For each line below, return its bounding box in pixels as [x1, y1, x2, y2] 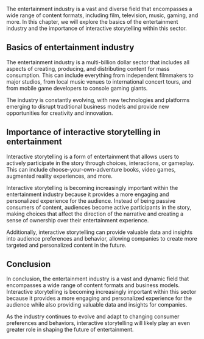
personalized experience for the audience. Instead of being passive [6, 197, 175, 204]
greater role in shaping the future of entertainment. [6, 326, 134, 334]
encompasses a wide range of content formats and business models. [6, 282, 180, 289]
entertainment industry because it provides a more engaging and [6, 191, 169, 198]
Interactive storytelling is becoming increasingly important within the [6, 184, 178, 191]
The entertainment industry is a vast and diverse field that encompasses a [6, 5, 192, 12]
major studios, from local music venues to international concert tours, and [6, 78, 192, 85]
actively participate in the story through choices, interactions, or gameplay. [6, 159, 195, 167]
